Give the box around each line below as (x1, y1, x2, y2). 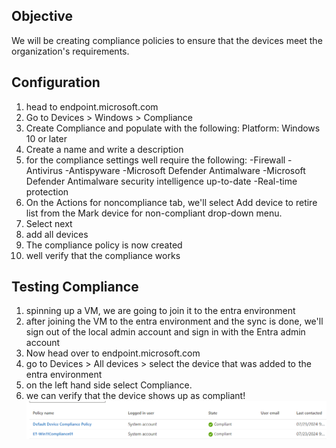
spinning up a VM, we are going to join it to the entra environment (25, 305, 296, 317)
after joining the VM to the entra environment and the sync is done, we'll (25, 315, 324, 328)
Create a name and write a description (25, 143, 184, 155)
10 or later (25, 132, 68, 144)
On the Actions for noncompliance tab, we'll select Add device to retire (25, 196, 318, 208)
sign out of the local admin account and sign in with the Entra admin (25, 326, 306, 338)
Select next (25, 217, 73, 229)
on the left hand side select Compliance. (25, 379, 193, 391)
